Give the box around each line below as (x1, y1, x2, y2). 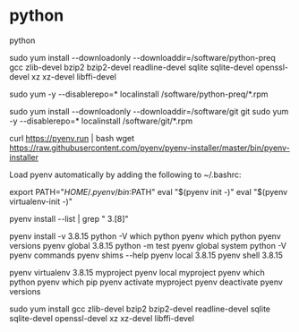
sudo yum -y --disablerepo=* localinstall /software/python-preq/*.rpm (9, 89, 269, 99)
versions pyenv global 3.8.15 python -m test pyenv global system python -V (9, 240, 287, 251)
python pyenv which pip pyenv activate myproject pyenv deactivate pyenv (9, 277, 284, 287)
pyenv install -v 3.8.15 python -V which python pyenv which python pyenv (9, 230, 282, 242)
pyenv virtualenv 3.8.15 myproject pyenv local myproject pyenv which (9, 267, 266, 277)
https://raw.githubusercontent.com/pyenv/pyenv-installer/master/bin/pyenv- (9, 142, 291, 153)
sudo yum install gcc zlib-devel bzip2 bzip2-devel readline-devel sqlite (9, 303, 271, 314)
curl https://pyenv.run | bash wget (9, 132, 135, 143)
